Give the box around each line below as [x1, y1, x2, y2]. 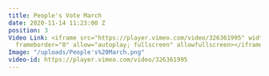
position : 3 [8, 26, 48, 34]
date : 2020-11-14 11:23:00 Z [8, 19, 106, 27]
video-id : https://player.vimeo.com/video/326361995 [8, 56, 188, 64]
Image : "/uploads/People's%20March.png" [8, 48, 146, 56]
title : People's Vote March [8, 11, 102, 20]
